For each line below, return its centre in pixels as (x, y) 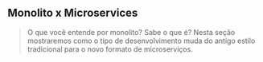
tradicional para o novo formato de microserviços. (110, 49)
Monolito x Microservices (73, 13)
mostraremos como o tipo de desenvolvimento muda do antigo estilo (141, 41)
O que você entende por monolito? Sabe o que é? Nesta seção (131, 32)
